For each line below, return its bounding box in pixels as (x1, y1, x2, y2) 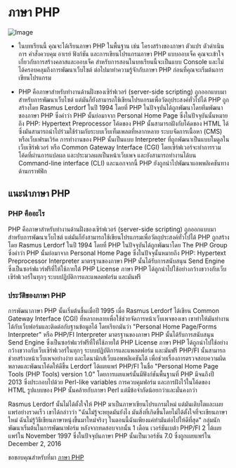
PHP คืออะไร (8, 209, 45, 218)
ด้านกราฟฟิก (18, 166, 48, 175)
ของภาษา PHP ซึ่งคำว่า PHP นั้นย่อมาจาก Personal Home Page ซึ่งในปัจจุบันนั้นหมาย (18, 111, 228, 120)
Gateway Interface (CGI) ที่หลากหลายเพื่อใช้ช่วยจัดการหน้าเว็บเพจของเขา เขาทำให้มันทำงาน (8, 314, 230, 323)
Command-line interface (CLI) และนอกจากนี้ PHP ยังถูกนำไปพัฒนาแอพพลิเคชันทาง (18, 159, 229, 167)
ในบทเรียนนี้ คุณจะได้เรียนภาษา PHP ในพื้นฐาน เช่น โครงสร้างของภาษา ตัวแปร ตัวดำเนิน (18, 42, 225, 50)
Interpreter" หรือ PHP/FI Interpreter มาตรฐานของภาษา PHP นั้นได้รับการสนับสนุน (8, 330, 214, 338)
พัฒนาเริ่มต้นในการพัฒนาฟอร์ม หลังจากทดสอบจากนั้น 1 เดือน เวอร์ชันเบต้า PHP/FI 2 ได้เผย (8, 424, 222, 432)
